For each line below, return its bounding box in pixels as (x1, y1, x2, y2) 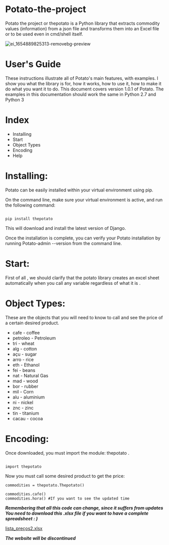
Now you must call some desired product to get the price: (5, 473, 125, 479)
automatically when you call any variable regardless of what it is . (5, 280, 141, 286)
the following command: (5, 202, 55, 208)
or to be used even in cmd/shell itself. (5, 31, 83, 37)
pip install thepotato (5, 216, 53, 221)
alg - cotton (12, 345, 37, 352)
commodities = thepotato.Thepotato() (5, 482, 85, 488)
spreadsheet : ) (5, 515, 38, 521)
